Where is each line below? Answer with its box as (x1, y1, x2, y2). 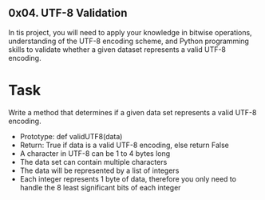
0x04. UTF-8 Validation (8, 6, 128, 20)
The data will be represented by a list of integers (19, 166, 180, 175)
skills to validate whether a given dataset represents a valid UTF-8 (8, 44, 226, 54)
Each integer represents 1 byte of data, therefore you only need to (19, 174, 237, 183)
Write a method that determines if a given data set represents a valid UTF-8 (8, 107, 257, 117)
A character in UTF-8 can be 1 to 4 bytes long (19, 148, 171, 158)
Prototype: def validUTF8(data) (19, 131, 123, 141)
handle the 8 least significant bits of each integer (19, 182, 181, 192)
